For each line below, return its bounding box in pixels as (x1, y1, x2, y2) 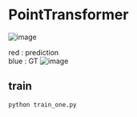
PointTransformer (8, 6, 129, 24)
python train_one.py (8, 100, 78, 109)
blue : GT (8, 56, 38, 66)
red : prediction (8, 47, 59, 57)
